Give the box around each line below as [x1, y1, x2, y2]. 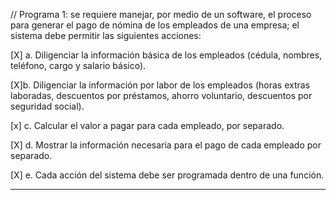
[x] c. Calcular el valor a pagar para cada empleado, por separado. [10, 120, 285, 131]
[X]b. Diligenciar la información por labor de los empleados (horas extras [10, 79, 311, 91]
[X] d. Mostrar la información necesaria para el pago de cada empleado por [10, 139, 322, 151]
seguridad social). [10, 100, 85, 112]
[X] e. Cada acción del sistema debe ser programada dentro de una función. [10, 169, 325, 181]
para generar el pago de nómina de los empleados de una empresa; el [10, 19, 300, 31]
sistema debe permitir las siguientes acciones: [10, 30, 202, 41]
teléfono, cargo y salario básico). [10, 60, 147, 71]
